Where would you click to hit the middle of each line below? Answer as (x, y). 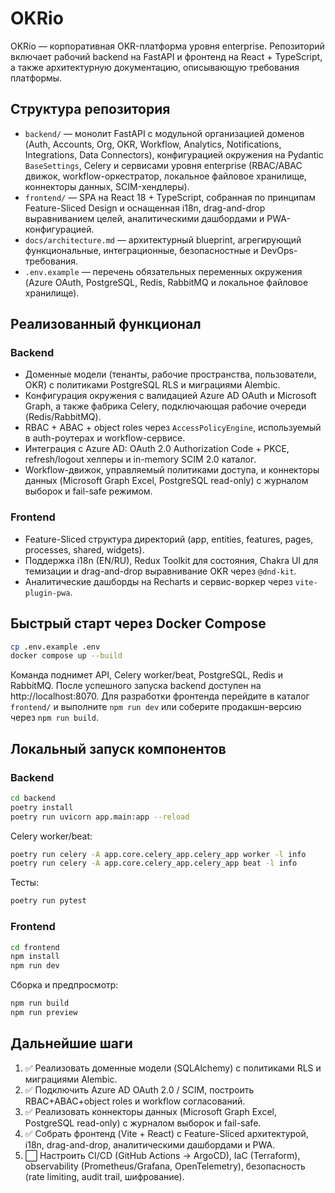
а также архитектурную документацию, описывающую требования (155, 67)
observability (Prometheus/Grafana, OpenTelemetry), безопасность (165, 1166)
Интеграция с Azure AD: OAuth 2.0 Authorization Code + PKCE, (157, 449)
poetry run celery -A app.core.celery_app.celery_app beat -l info (154, 863)
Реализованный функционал (106, 324)
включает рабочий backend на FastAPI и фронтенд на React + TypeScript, (166, 56)
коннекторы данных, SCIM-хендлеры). (107, 186)
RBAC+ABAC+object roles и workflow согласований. (135, 1101)
